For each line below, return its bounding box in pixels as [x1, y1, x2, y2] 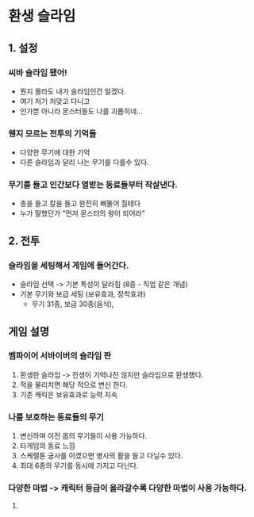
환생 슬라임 [8, 7, 76, 25]
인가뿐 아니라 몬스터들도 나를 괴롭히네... [19, 106, 143, 116]
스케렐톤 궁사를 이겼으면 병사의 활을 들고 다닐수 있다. [19, 451, 183, 461]
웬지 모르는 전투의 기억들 [8, 128, 97, 139]
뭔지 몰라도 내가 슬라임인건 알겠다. [19, 86, 126, 96]
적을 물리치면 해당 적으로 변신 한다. [19, 380, 129, 389]
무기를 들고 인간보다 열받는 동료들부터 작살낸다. [8, 179, 178, 190]
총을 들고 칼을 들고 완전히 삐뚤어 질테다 [19, 199, 141, 209]
